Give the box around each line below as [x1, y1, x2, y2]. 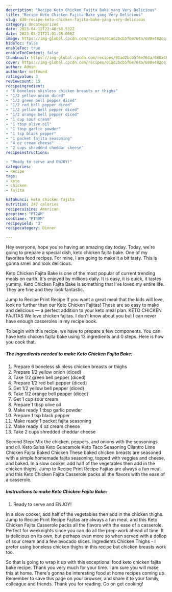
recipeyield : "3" [6, 221, 43, 226]
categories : [6, 164, 31, 169]
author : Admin [6, 64, 36, 70]
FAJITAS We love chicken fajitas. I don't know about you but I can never [6, 313, 157, 319]
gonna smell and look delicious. [6, 260, 72, 266]
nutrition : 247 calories [6, 202, 59, 207]
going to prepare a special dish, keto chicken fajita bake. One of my [6, 249, 148, 256]
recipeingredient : [6, 83, 45, 88]
